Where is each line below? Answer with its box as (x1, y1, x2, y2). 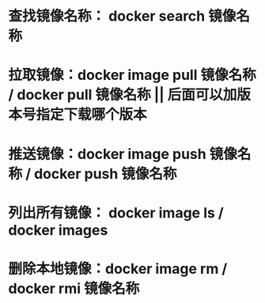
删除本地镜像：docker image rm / (8, 259, 228, 278)
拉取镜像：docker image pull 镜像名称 (8, 66, 256, 84)
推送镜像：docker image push (8, 145, 207, 163)
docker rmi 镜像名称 (8, 279, 140, 297)
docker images (8, 221, 108, 239)
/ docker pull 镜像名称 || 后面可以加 (8, 86, 237, 104)
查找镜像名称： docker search (8, 7, 206, 25)
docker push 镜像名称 (34, 165, 177, 183)
